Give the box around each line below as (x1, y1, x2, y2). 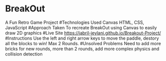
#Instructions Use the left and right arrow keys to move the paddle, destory (5, 35, 159, 41)
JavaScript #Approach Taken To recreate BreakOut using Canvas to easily (5, 24, 157, 30)
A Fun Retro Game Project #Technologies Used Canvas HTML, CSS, (5, 19, 144, 25)
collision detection (5, 51, 43, 57)
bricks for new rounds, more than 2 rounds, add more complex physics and (5, 46, 160, 52)
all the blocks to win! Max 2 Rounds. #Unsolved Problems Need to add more (5, 40, 162, 46)
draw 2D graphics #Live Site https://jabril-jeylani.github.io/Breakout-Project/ (5, 30, 162, 36)
